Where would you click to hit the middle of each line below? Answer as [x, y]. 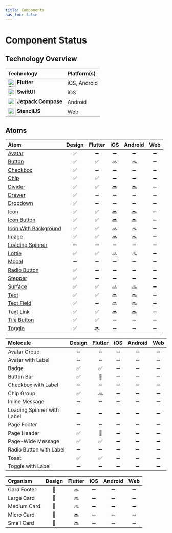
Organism [20, 481]
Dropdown [20, 203]
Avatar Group [24, 352]
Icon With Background [35, 229]
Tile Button [21, 320]
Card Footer [22, 490]
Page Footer [23, 425]
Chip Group [22, 394]
